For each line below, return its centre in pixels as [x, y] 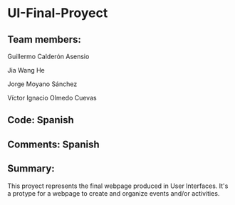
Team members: [45, 40]
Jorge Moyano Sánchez [42, 84]
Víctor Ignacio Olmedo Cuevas [52, 98]
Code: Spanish [41, 120]
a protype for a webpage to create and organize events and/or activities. [114, 193]
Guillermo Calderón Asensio [48, 56]
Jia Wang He [26, 70]
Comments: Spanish [53, 144]
